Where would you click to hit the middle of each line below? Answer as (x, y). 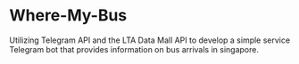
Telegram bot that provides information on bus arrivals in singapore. (134, 49)
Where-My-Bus (68, 16)
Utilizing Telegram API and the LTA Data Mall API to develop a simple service (150, 40)
